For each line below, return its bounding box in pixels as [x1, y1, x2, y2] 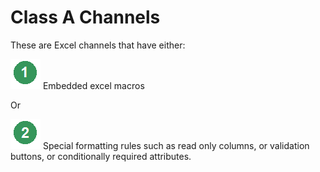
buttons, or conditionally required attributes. [10, 150, 192, 162]
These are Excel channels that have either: [10, 39, 186, 51]
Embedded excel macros [42, 79, 145, 91]
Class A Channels [10, 6, 161, 29]
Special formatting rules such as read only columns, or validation [42, 139, 310, 151]
